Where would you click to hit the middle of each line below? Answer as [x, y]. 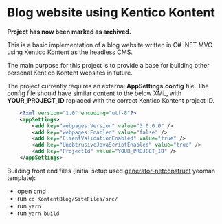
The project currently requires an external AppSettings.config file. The [108, 86]
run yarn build [38, 213]
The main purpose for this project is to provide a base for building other [108, 65]
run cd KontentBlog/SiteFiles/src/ [67, 198]
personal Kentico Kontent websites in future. [70, 73]
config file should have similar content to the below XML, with [95, 93]
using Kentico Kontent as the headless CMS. [70, 52]
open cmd [31, 191]
